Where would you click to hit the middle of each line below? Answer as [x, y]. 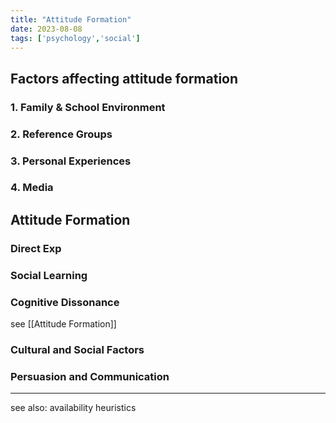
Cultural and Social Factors [77, 349]
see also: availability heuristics [73, 408]
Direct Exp [36, 248]
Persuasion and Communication [90, 376]
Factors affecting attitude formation [124, 78]
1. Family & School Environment [88, 107]
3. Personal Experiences [71, 161]
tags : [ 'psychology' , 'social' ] [75, 38]
